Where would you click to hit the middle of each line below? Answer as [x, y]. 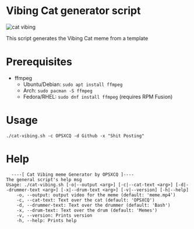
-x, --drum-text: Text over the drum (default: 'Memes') [87, 210]
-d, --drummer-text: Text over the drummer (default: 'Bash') [94, 205]
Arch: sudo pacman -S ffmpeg [58, 90]
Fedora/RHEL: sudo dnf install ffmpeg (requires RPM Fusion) [98, 96]
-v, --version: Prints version [54, 215]
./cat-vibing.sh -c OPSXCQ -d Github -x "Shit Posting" [75, 136]
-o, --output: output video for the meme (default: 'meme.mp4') [96, 195]
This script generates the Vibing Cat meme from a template [77, 38]
